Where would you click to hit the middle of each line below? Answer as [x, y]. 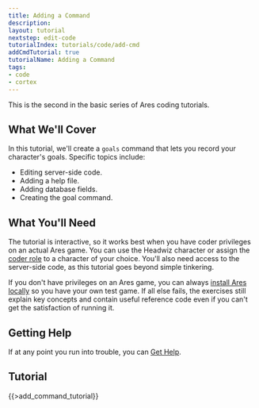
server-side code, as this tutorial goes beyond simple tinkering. [111, 268]
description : [30, 23]
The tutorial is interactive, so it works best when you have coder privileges [129, 242]
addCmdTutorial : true [44, 52]
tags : [17, 67]
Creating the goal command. [66, 198]
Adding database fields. [58, 189]
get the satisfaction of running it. [61, 308]
